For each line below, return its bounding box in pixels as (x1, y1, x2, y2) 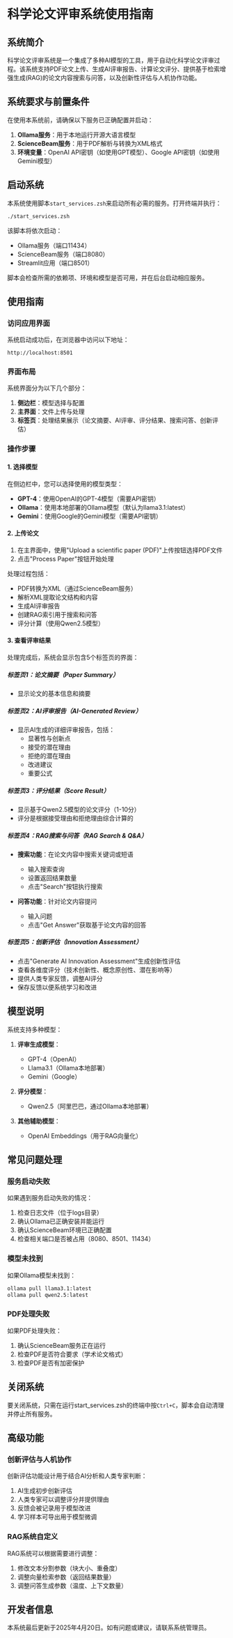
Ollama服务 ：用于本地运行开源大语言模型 (17, 130, 136, 139)
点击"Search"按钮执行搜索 (27, 882, 103, 890)
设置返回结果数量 (27, 873, 77, 882)
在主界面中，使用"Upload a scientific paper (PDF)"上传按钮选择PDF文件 (17, 545, 223, 554)
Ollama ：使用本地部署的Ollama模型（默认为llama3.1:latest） (17, 503, 190, 511)
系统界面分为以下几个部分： (7, 384, 87, 393)
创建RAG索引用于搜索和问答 (17, 610, 97, 619)
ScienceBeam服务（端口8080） (17, 250, 109, 258)
